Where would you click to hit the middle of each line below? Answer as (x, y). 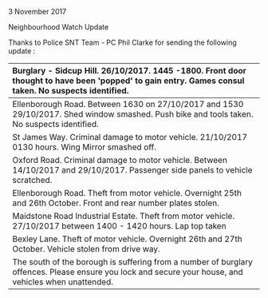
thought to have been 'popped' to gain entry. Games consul (128, 81)
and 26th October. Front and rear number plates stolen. (116, 203)
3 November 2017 (37, 12)
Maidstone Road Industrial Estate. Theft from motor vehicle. (124, 216)
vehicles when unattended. (63, 282)
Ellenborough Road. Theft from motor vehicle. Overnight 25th (127, 193)
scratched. (32, 180)
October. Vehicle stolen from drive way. (87, 249)
